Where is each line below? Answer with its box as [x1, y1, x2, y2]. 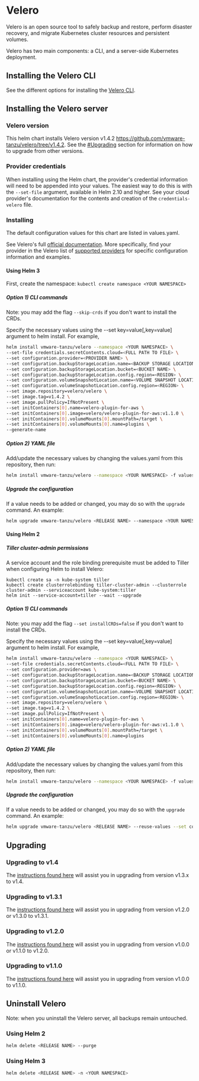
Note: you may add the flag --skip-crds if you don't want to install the [6, 309, 176, 316]
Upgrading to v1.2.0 [6, 927, 65, 936]
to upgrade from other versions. [6, 148, 84, 155]
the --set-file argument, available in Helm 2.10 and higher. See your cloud [6, 188, 190, 196]
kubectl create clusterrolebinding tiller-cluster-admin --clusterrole [6, 582, 187, 588]
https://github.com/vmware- [116, 135, 185, 142]
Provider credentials [6, 162, 66, 171]
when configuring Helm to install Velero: [6, 566, 104, 573]
